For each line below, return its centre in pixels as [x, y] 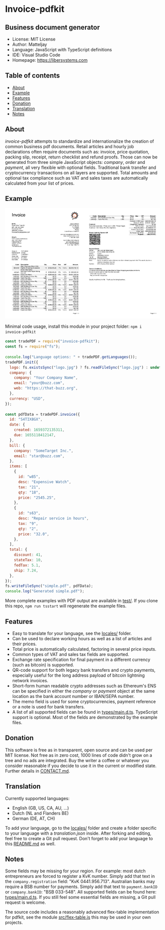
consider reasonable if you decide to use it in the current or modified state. [81, 766]
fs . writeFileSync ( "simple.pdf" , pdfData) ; [49, 586]
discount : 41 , [28, 555]
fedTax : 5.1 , [27, 565]
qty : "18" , [29, 492]
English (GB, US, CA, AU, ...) [41, 808]
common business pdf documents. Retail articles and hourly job [69, 146]
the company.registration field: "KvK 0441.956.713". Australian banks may [80, 882]
